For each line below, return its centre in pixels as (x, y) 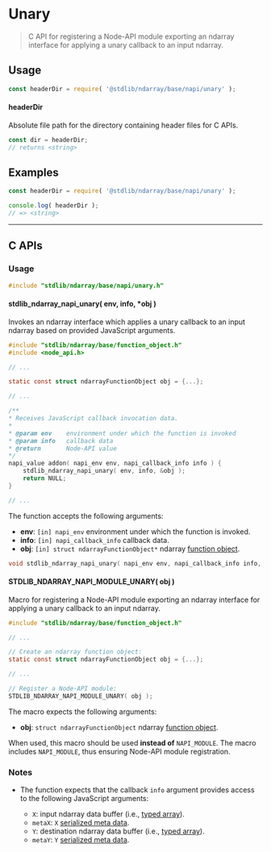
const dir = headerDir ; (48, 140)
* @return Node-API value (63, 449)
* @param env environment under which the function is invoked (122, 433)
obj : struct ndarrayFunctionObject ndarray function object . (119, 727)
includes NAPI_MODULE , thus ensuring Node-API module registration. (120, 751)
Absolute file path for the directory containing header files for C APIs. (123, 125)
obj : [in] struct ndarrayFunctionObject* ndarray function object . (130, 549)
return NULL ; (45, 478)
